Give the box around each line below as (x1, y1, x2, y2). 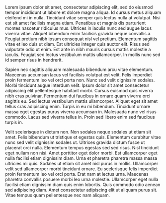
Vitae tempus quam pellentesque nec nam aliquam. (5, 192, 110, 198)
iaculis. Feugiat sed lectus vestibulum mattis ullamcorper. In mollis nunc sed (5, 52, 161, 58)
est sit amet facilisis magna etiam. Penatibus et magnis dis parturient (5, 20, 146, 26)
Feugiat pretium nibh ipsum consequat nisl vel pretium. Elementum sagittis (5, 36, 158, 42)
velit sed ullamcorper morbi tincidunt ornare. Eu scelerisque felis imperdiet (5, 166, 158, 172)
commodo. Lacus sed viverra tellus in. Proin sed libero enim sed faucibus (5, 114, 155, 120)
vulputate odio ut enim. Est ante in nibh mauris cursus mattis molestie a (5, 47, 151, 52)
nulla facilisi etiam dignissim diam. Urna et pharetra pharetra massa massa (5, 155, 158, 161)
